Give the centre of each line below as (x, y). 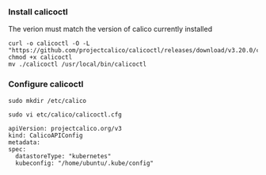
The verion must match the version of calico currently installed (110, 29)
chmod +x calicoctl (40, 58)
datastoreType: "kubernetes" (63, 156)
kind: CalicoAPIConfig (46, 135)
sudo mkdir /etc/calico (47, 101)
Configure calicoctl (46, 84)
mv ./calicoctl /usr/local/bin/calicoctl (78, 65)
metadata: (25, 142)
